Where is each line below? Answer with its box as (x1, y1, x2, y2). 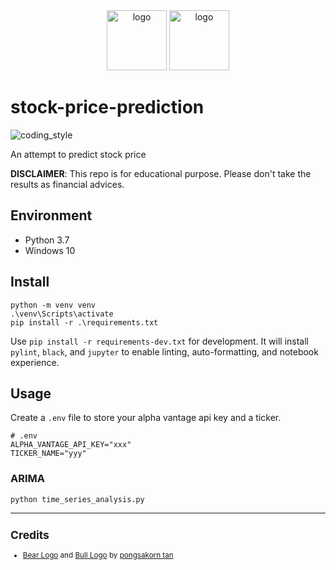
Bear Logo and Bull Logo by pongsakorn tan (22, 550, 174, 560)
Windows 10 (24, 244, 76, 256)
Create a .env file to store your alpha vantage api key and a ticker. (10, 412, 282, 424)
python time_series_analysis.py (10, 494, 145, 504)
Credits (10, 528, 50, 543)
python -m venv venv (10, 300, 97, 310)
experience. (10, 356, 60, 368)
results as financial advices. (10, 178, 125, 190)
